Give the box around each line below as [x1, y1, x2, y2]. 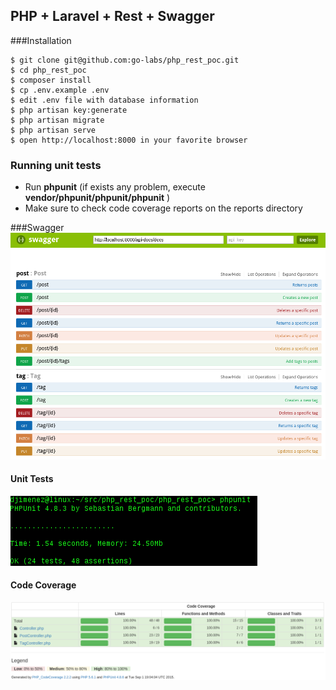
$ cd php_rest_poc [10, 65, 87, 75]
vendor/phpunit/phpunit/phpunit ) [24, 192, 171, 204]
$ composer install [10, 75, 92, 85]
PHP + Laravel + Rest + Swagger [10, 8, 215, 25]
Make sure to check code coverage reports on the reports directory [24, 202, 303, 214]
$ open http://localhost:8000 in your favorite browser [10, 135, 248, 145]
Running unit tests [10, 158, 102, 172]
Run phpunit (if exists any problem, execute [24, 181, 206, 193]
